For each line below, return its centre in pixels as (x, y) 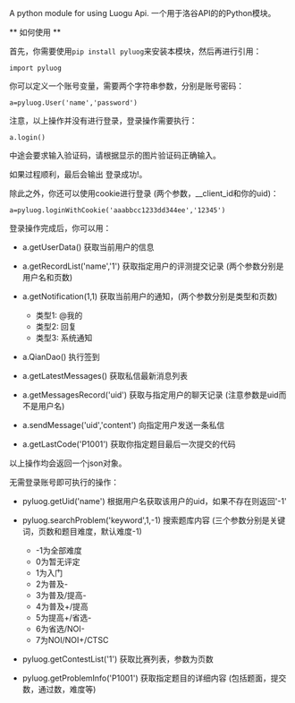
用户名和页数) (47, 277)
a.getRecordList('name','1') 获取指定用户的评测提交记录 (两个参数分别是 (153, 266)
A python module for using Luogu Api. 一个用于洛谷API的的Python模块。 (143, 13)
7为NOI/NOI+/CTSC (72, 640)
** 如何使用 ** (35, 32)
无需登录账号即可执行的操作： (64, 482)
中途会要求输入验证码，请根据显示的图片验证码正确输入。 (115, 155)
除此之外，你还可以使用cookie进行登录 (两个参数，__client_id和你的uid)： (144, 193)
